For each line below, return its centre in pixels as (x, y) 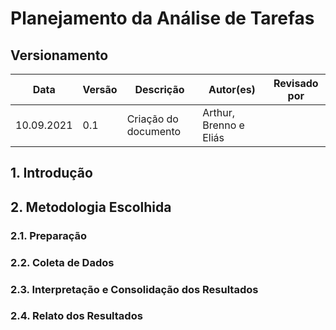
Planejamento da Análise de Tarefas (162, 18)
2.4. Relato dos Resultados (76, 316)
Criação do (152, 119)
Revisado (296, 83)
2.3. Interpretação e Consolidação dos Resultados (134, 289)
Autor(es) (232, 89)
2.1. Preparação (49, 235)
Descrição (159, 89)
